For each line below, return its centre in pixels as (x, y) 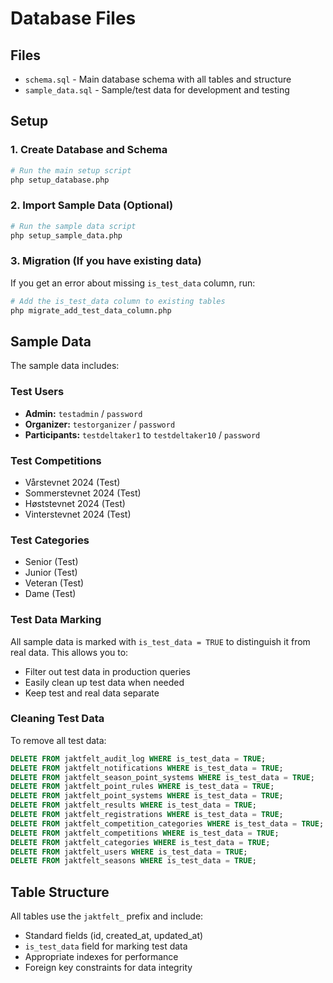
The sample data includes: (65, 366)
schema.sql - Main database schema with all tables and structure (158, 79)
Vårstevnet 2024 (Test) (72, 482)
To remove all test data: (58, 740)
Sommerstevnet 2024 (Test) (83, 493)
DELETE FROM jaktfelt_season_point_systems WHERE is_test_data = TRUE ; (162, 777)
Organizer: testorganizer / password (100, 424)
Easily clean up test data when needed (104, 682)
